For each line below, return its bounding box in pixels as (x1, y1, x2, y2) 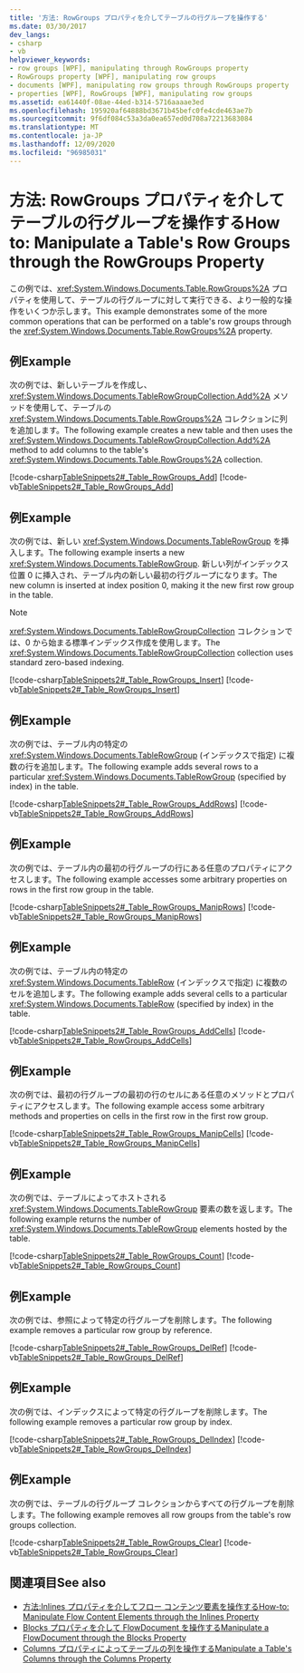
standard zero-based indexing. (9, 657, 125, 668)
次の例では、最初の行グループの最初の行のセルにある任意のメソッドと (9, 1089, 271, 1100)
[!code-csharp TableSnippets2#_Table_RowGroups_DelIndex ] (9, 1434, 236, 1445)
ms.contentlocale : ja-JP (9, 131, 103, 140)
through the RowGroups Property (9, 251, 265, 272)
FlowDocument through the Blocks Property (22, 1632, 187, 1643)
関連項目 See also (9, 1575, 107, 1591)
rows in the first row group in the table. (9, 884, 154, 895)
